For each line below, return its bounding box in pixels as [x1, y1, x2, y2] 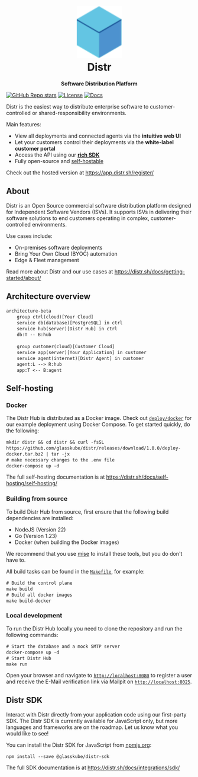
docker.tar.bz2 [6, 451, 44, 457]
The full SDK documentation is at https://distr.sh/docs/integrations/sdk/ [6, 764, 180, 771]
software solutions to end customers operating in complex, [6, 214, 150, 222]
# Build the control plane [6, 580, 73, 586]
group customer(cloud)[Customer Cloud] [17, 343, 115, 349]
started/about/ [6, 274, 41, 281]
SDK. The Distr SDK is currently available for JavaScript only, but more [6, 717, 178, 724]
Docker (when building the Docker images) [14, 539, 119, 546]
